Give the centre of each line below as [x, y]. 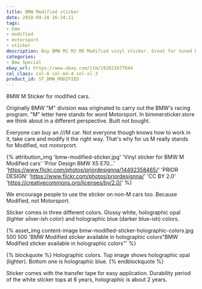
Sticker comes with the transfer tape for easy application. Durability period [99, 273]
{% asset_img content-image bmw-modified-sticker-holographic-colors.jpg [100, 230]
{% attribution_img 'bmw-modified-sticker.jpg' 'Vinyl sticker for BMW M [95, 157]
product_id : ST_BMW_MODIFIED [43, 79]
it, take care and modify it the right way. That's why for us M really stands [97, 139]
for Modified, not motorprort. [42, 145]
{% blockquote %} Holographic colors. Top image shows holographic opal [98, 255]
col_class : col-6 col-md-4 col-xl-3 [52, 74]
